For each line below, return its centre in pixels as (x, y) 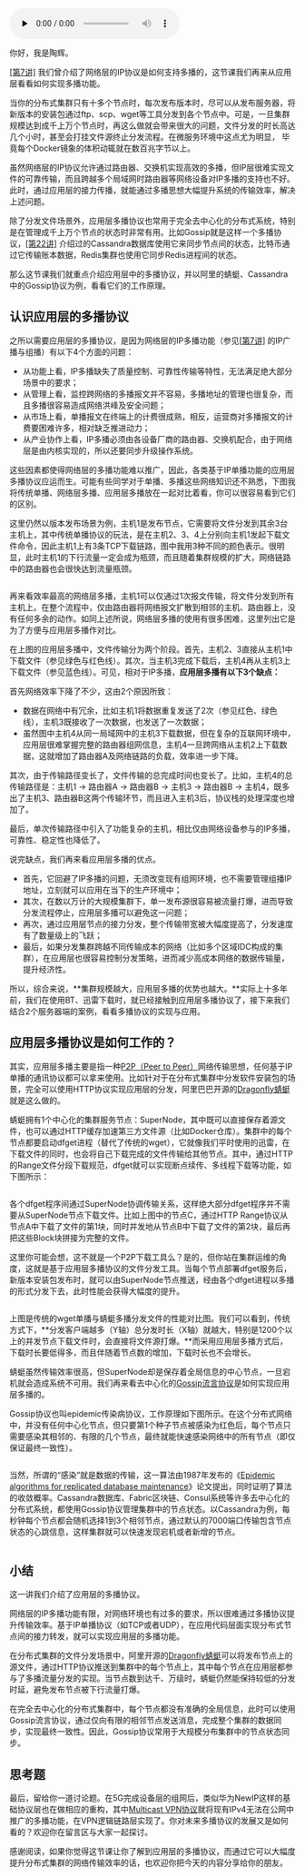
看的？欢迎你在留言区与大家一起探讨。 (81, 1832)
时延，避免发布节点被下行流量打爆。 (77, 1690)
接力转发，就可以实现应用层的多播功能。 (108, 1636)
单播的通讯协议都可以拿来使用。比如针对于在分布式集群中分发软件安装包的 (148, 1077)
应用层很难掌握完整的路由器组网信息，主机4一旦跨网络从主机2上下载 (151, 745)
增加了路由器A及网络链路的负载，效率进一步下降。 (148, 755)
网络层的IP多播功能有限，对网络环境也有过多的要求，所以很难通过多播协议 (148, 1614)
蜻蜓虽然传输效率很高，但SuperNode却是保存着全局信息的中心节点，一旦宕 (150, 1371)
